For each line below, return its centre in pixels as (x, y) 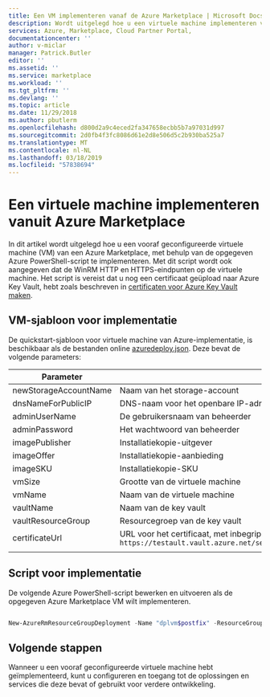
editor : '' (27, 61)
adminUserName (44, 416)
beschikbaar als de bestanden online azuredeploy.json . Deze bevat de (125, 348)
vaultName (33, 507)
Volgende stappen (55, 648)
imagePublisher (42, 442)
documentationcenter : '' (50, 38)
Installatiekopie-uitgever (166, 442)
